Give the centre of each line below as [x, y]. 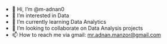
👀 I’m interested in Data [41, 15]
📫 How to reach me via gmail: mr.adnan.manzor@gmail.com [86, 35]
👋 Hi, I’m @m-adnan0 [38, 9]
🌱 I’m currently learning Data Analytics [59, 22]
